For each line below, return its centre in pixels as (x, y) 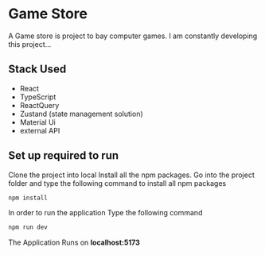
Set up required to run (64, 156)
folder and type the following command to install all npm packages (117, 183)
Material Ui (37, 122)
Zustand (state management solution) (81, 114)
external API (40, 130)
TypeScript (38, 97)
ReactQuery (39, 105)
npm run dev (28, 227)
